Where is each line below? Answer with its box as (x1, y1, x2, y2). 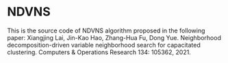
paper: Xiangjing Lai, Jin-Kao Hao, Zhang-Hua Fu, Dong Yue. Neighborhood (7, 33, 221, 41)
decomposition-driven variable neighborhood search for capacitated (7, 41, 201, 49)
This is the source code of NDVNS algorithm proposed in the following (7, 26, 205, 35)
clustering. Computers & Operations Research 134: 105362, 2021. (7, 48, 192, 56)
